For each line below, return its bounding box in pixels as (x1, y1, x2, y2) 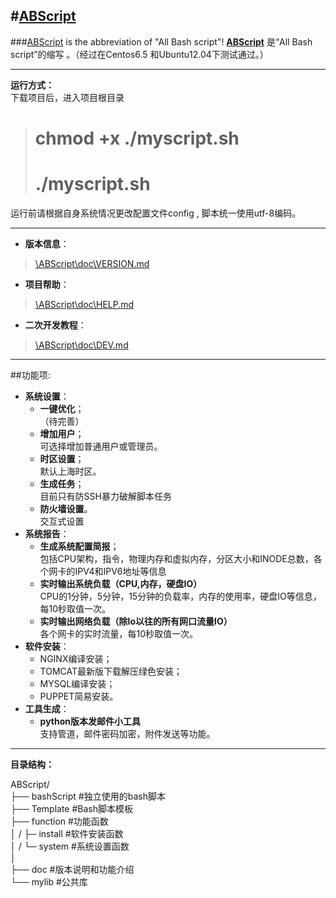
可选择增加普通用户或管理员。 (39, 440, 163, 452)
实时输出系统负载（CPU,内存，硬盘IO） (39, 577, 203, 589)
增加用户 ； (39, 427, 85, 439)
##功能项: (10, 369, 51, 381)
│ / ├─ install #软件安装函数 (10, 827, 124, 839)
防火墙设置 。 (39, 502, 93, 514)
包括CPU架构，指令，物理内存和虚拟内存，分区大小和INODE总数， (39, 552, 314, 564)
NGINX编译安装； (39, 652, 113, 664)
